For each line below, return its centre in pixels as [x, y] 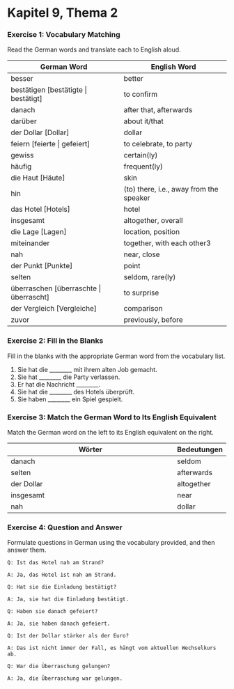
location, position [151, 232]
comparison [143, 309]
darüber [24, 121]
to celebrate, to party [158, 144]
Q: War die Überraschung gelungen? [59, 667]
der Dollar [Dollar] [40, 132]
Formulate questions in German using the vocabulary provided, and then [111, 543]
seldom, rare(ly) [150, 277]
